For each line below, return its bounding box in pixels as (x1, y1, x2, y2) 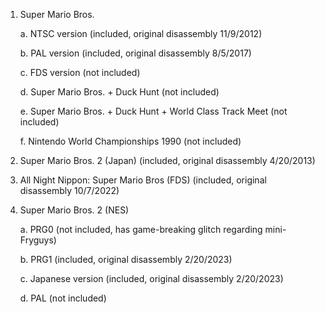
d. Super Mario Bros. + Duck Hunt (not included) (19, 86, 220, 98)
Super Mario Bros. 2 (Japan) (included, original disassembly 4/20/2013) (19, 155, 316, 166)
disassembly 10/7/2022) (19, 185, 120, 196)
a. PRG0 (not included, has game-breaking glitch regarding (19, 224, 263, 235)
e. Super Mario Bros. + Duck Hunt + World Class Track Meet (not (19, 105, 288, 117)
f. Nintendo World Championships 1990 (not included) (19, 135, 242, 147)
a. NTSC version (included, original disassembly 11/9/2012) (19, 28, 263, 39)
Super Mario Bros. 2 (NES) (19, 204, 130, 216)
